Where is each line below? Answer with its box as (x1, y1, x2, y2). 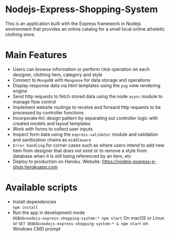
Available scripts (5, 182, 78, 194)
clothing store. (5, 31, 36, 37)
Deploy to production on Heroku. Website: (12, 158, 101, 164)
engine (12, 88, 27, 94)
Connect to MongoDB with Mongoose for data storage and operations (12, 77, 151, 83)
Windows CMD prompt (12, 226, 61, 232)
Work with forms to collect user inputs (12, 126, 93, 132)
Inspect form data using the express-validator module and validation (12, 131, 158, 137)
